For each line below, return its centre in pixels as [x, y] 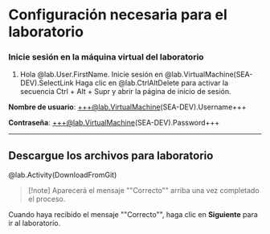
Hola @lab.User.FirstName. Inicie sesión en [91, 75]
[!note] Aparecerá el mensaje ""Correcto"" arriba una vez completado [143, 191]
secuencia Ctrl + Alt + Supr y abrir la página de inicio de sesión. [125, 92]
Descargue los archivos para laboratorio [111, 156]
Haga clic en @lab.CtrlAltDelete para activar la [152, 83]
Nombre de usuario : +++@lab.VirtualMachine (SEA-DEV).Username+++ [127, 107]
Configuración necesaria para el [118, 15]
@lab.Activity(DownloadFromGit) [63, 175]
